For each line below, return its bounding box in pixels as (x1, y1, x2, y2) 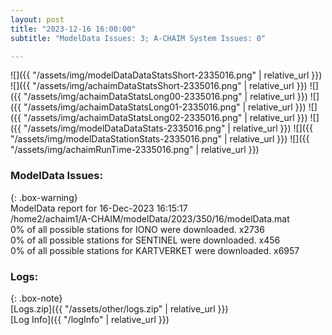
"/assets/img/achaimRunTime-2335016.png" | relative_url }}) (10, 144, 260, 156)
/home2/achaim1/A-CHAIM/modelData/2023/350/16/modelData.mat (10, 212, 290, 225)
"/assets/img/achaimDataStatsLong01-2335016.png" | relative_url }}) (23, 101, 307, 113)
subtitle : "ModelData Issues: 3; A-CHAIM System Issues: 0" (10, 33, 267, 43)
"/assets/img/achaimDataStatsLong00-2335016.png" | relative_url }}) (23, 91, 308, 103)
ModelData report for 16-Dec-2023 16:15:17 (10, 202, 188, 214)
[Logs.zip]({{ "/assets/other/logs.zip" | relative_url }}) (10, 302, 229, 315)
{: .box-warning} (10, 191, 78, 203)
